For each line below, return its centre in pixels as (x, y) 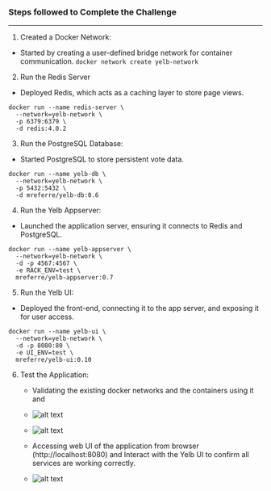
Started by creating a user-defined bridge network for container (126, 53)
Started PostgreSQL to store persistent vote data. (102, 159)
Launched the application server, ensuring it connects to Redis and (131, 226)
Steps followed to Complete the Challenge (93, 12)
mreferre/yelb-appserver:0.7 (65, 278)
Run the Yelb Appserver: (60, 210)
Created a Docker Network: (65, 37)
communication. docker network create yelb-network (109, 61)
